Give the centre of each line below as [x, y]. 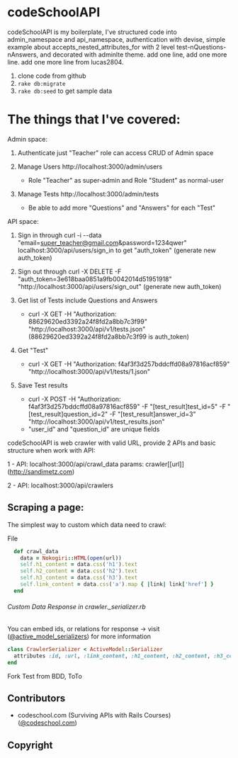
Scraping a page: [46, 508]
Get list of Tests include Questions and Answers [87, 300]
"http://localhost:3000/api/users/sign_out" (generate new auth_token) [119, 286]
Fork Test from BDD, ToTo [45, 676]
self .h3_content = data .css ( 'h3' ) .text [79, 578]
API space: [23, 221]
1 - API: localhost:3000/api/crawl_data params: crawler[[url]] [96, 464]
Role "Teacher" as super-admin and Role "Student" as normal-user [126, 180]
